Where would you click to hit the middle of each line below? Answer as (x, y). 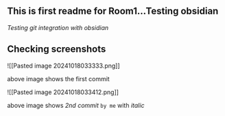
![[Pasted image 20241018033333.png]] (63, 66)
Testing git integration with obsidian (58, 27)
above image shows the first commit (58, 78)
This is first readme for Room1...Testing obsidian (113, 11)
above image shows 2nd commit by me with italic (76, 105)
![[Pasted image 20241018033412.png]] (63, 92)
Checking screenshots (57, 49)
